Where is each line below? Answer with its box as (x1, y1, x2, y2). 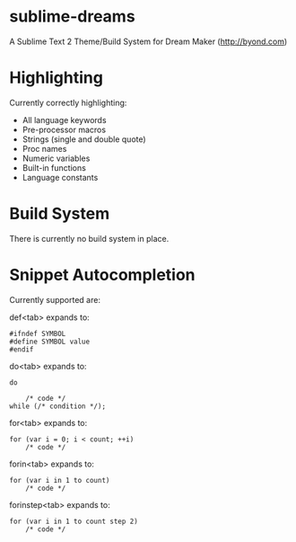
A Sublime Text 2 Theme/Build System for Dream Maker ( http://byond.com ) (9, 36, 288, 47)
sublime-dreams (9, 6, 136, 27)
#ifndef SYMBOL (9, 329, 66, 338)
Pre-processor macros (22, 124, 106, 135)
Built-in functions (22, 162, 87, 173)
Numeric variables (22, 153, 91, 164)
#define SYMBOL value (9, 337, 91, 346)
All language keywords (22, 114, 107, 125)
